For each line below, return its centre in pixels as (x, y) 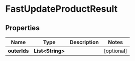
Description (84, 42)
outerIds (18, 51)
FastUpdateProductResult (61, 9)
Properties (22, 28)
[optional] (115, 51)
